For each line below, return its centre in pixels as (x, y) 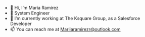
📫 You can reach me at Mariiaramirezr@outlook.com (65, 29)
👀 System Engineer (30, 13)
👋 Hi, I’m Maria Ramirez (34, 8)
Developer (21, 23)
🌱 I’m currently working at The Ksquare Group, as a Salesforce (75, 18)
